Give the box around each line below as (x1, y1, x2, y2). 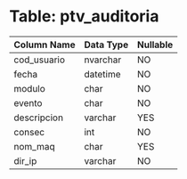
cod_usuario (13, 53, 65, 66)
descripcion (13, 111, 64, 124)
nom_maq (13, 140, 55, 152)
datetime (84, 68, 122, 80)
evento (13, 96, 43, 109)
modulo (13, 82, 46, 94)
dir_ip (13, 154, 37, 167)
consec (13, 126, 45, 138)
